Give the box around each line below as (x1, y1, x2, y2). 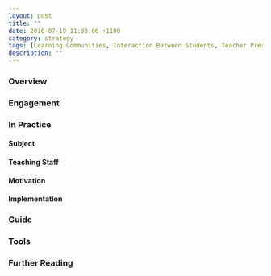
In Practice (8, 118, 52, 130)
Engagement (8, 97, 60, 109)
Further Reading (8, 257, 73, 268)
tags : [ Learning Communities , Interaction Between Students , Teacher (8, 42, 248, 50)
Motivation (8, 175, 46, 185)
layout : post (8, 11, 52, 20)
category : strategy (8, 34, 74, 43)
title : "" (8, 19, 42, 27)
